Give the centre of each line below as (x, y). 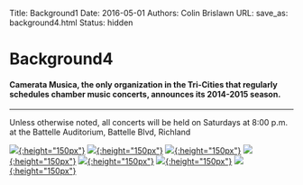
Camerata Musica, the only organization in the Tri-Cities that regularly (143, 84)
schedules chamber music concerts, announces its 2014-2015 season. (145, 94)
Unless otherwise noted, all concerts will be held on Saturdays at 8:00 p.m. (149, 123)
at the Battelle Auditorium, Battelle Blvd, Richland (100, 132)
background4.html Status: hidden (71, 23)
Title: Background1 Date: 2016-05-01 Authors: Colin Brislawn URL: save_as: (149, 13)
